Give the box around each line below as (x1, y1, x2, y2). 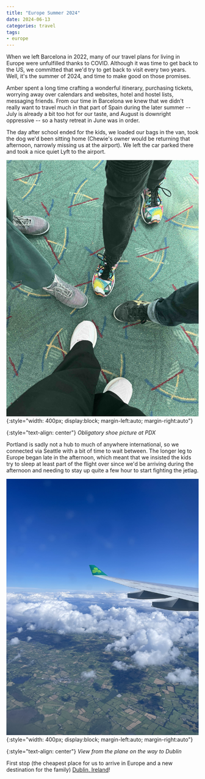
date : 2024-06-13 (6, 16, 51, 23)
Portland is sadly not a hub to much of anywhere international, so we (6, 441, 179, 448)
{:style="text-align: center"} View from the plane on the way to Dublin (6, 748, 182, 755)
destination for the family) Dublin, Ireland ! (6, 766, 111, 774)
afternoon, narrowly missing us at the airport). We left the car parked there (6, 142, 194, 149)
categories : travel (6, 23, 56, 29)
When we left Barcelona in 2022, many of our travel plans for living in (6, 53, 180, 60)
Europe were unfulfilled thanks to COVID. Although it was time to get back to (6, 60, 198, 67)
